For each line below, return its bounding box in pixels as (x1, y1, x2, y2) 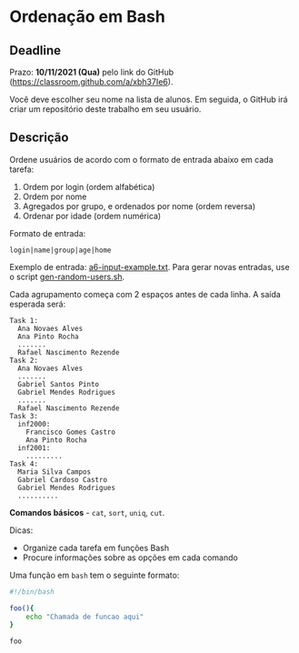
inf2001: (17, 443, 51, 452)
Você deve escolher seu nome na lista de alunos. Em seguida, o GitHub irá (9, 94, 288, 105)
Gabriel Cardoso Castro (17, 475, 107, 484)
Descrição (9, 130, 69, 146)
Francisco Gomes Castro (25, 427, 116, 437)
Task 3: (9, 411, 39, 420)
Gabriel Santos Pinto (17, 379, 100, 388)
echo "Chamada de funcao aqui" (25, 612, 145, 621)
